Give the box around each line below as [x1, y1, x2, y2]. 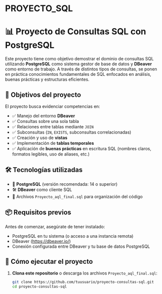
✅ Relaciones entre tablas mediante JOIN [12, 123, 94, 129]
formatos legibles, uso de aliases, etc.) [12, 151, 90, 157]
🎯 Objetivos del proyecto [5, 90, 81, 99]
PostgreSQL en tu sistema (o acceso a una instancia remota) [12, 233, 134, 239]
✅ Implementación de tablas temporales [12, 140, 94, 146]
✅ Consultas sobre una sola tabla [12, 118, 79, 124]
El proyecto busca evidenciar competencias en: [5, 103, 101, 109]
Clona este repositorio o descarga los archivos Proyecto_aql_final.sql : [12, 270, 158, 276]
